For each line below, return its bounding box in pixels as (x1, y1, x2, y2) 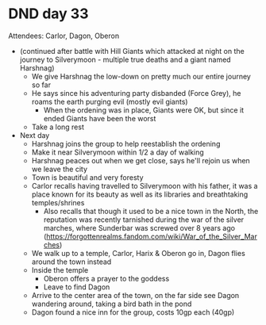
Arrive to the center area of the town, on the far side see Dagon (31, 290, 240, 300)
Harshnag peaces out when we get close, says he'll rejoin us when (31, 155, 250, 165)
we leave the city (31, 164, 88, 174)
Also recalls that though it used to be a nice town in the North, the (43, 206, 259, 216)
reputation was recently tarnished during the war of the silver (43, 215, 245, 224)
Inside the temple (31, 265, 89, 274)
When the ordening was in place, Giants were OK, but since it (43, 105, 245, 115)
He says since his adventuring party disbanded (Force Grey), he (31, 88, 241, 97)
